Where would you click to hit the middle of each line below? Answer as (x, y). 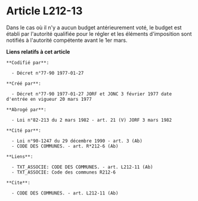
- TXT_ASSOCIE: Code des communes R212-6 (64, 172)
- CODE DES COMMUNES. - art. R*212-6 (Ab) (65, 146)
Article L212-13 (44, 11)
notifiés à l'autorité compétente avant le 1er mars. (67, 40)
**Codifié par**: (28, 63)
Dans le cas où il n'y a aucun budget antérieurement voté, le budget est (94, 27)
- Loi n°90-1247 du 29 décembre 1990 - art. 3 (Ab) (77, 141)
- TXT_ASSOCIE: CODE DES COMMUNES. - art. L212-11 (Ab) (82, 167)
